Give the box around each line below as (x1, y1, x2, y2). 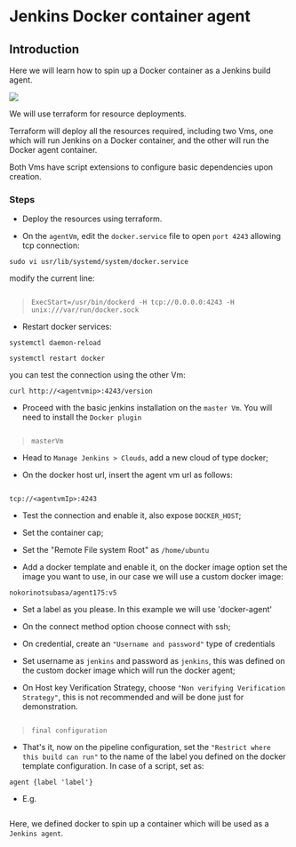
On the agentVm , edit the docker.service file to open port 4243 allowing (21, 231, 282, 242)
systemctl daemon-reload (9, 339, 101, 348)
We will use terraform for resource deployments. (9, 108, 187, 119)
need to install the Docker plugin (21, 412, 142, 423)
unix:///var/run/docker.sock (30, 306, 140, 315)
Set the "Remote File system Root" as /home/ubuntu (21, 545, 210, 555)
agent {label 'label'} (9, 778, 93, 787)
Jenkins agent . (9, 828, 64, 839)
